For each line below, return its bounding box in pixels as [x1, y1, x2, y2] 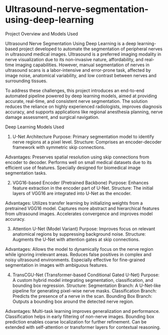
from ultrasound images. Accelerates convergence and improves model [5, 211, 153, 217]
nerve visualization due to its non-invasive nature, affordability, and [5, 56, 144, 62]
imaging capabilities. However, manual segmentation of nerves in [15, 62, 150, 68]
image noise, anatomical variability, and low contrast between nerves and [5, 72, 156, 78]
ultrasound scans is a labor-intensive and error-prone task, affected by [5, 67, 151, 73]
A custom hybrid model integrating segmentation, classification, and [12, 277, 153, 283]
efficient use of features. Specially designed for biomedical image [5, 164, 141, 171]
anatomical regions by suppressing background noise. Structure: [12, 231, 146, 237]
